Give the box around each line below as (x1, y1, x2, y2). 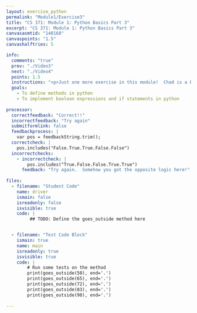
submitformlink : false (11, 123, 67, 129)
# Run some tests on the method (27, 265, 107, 271)
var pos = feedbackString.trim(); (16, 134, 101, 140)
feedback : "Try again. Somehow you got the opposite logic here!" (21, 167, 191, 173)
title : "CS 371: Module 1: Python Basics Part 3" (6, 19, 130, 25)
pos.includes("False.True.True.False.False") (16, 145, 130, 151)
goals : (11, 85, 28, 91)
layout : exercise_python (6, 8, 67, 15)
